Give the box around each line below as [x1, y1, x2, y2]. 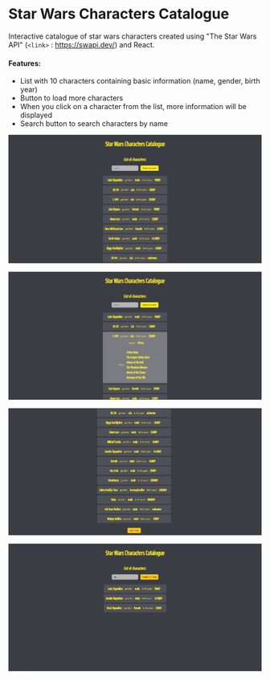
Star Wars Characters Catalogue [8, 5, 230, 23]
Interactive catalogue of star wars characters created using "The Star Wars [8, 31, 257, 41]
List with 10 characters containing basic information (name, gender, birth [19, 76, 260, 86]
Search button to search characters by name [19, 119, 169, 128]
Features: [8, 58, 42, 68]
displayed [19, 110, 53, 120]
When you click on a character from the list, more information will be [19, 102, 247, 112]
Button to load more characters [19, 93, 124, 103]
